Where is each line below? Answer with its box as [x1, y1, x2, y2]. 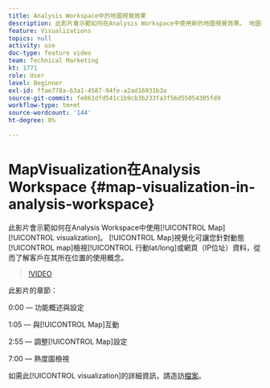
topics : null [8, 34, 52, 43]
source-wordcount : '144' [8, 109, 92, 117]
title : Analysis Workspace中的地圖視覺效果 [8, 11, 147, 20]
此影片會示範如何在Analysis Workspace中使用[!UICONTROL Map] [8, 223, 226, 232]
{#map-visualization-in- [89, 178, 256, 197]
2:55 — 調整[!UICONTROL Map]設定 [8, 337, 128, 346]
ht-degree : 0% [8, 116, 56, 125]
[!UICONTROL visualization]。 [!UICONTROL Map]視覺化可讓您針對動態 [8, 232, 245, 242]
